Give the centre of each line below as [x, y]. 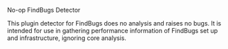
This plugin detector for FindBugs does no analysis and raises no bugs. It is [114, 23]
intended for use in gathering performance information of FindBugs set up [113, 31]
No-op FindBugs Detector [44, 10]
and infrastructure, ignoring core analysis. [67, 38]
